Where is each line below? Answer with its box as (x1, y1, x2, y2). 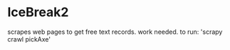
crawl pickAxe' (7, 35, 51, 43)
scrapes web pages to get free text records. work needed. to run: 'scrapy (7, 27, 223, 36)
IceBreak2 (7, 4, 69, 20)
